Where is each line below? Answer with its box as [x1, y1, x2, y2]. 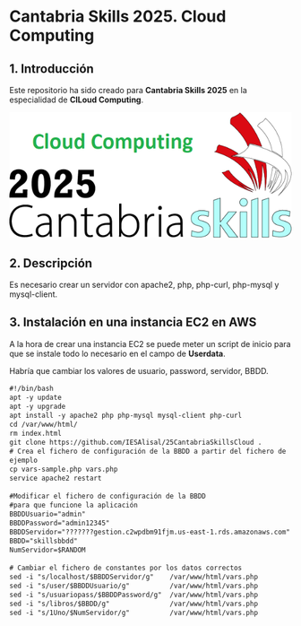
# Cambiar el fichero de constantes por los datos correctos [9, 563, 243, 572]
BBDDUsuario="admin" [9, 509, 87, 518]
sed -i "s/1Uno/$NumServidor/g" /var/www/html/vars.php [9, 608, 258, 617]
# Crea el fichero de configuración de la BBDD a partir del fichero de [9, 447, 287, 456]
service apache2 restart [9, 474, 102, 483]
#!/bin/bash [9, 384, 54, 393]
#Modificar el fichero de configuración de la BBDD [9, 491, 206, 500]
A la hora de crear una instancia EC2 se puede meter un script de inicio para [9, 338, 291, 349]
